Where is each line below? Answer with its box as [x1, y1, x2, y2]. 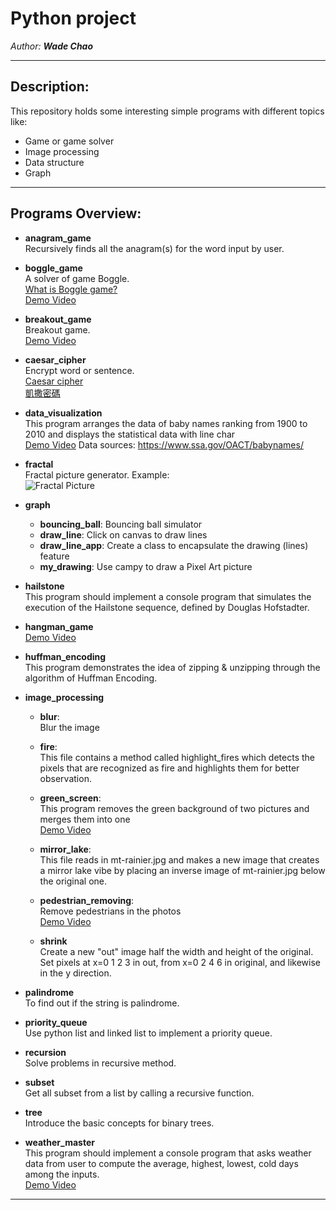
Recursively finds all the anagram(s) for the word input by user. [24, 242, 285, 254]
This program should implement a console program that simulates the [24, 590, 312, 602]
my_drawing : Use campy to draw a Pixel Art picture [39, 560, 253, 572]
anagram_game [24, 232, 92, 244]
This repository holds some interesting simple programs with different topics [10, 105, 325, 117]
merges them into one [39, 813, 131, 825]
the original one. [39, 875, 108, 887]
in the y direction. [39, 967, 112, 979]
